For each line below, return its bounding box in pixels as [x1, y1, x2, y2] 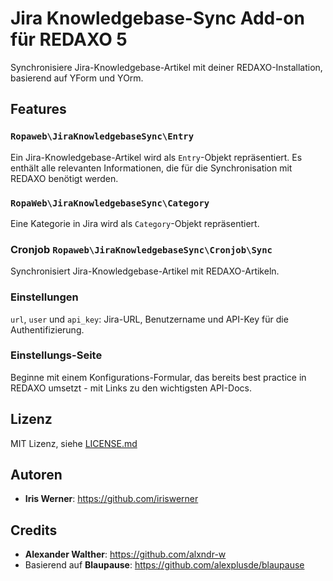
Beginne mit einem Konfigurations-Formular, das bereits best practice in [10, 371, 307, 383]
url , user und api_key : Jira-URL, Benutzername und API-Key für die [10, 313, 289, 325]
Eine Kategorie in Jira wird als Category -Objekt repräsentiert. [10, 217, 260, 229]
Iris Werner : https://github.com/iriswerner [24, 493, 199, 505]
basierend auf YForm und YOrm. [10, 72, 144, 84]
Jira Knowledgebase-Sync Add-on [10, 7, 305, 30]
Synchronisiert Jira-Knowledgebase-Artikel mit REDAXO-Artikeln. [10, 265, 280, 277]
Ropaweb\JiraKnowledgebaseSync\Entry [10, 131, 195, 142]
